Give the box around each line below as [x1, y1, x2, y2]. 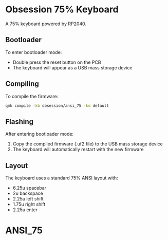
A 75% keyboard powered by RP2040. [5, 21, 86, 27]
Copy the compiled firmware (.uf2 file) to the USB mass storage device [12, 141, 163, 147]
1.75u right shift [12, 201, 46, 208]
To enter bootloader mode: [5, 49, 62, 55]
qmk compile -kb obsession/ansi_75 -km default [5, 103, 109, 108]
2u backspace [12, 190, 43, 196]
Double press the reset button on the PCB [12, 59, 101, 65]
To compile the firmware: [5, 93, 59, 99]
